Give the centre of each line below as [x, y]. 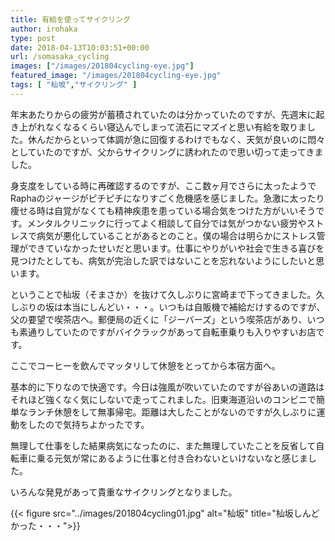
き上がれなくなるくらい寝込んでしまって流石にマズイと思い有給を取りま [159, 127]
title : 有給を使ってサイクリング [70, 19]
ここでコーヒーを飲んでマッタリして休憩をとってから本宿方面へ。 [145, 365]
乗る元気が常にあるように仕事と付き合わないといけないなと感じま [172, 458]
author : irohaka [44, 29]
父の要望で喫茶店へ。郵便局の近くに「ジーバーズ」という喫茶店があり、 [159, 319]
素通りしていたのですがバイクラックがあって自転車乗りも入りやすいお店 [167, 332]
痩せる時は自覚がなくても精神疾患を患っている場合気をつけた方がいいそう [163, 210]
